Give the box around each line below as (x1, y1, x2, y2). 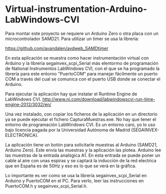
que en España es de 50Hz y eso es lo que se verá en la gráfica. (5, 163, 137, 169)
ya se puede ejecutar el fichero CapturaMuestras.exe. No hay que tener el (5, 116, 157, 122)
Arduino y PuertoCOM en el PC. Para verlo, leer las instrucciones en (5, 178, 144, 184)
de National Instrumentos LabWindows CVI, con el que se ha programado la (5, 65, 160, 71)
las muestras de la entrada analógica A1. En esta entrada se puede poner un (5, 152, 161, 158)
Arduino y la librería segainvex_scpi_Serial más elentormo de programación (5, 60, 159, 66)
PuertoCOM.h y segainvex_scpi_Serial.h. (5, 183, 88, 189)
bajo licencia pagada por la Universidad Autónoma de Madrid (5, 127, 130, 132)
